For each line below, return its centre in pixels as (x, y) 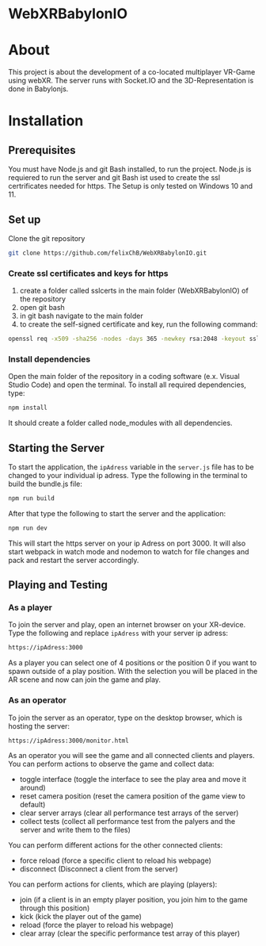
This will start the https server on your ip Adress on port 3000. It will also (127, 543)
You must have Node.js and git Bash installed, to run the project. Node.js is (130, 169)
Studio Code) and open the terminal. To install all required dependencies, (127, 385)
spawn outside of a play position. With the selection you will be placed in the (133, 672)
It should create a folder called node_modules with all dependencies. (120, 423)
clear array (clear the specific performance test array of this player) (130, 933)
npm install (28, 408)
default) (32, 805)
